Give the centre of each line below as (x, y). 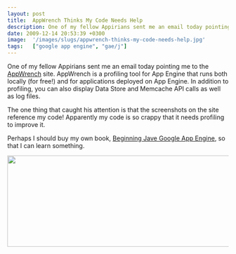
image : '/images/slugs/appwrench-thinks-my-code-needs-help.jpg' (106, 40)
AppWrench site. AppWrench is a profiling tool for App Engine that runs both (118, 74)
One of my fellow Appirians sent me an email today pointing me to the (108, 66)
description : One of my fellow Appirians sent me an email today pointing (119, 27)
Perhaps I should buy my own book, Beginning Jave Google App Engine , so (117, 138)
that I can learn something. (46, 146)
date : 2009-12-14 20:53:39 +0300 (56, 33)
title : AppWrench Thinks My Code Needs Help (75, 20)
